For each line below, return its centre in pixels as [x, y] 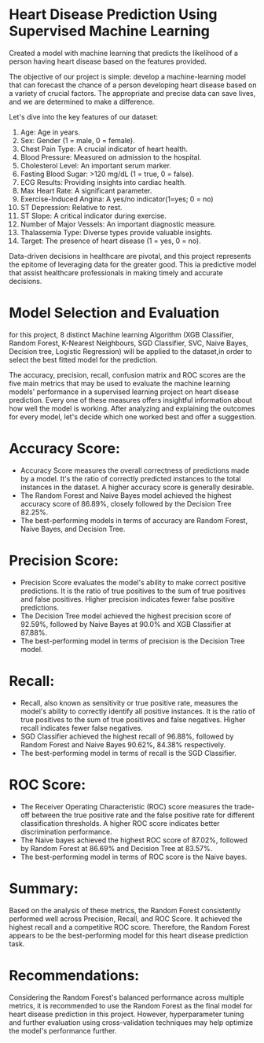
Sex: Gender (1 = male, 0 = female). [78, 140]
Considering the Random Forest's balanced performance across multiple [126, 997]
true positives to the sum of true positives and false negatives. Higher [133, 719]
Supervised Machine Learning [110, 31]
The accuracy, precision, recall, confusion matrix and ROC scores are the [127, 374]
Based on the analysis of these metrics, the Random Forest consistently [125, 910]
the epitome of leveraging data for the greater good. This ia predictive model [133, 264]
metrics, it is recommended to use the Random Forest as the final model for [131, 1005]
